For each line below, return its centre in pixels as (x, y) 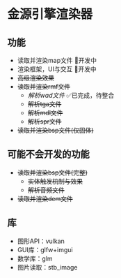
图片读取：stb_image (47, 267)
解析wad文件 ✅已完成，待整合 (71, 95)
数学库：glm (35, 258)
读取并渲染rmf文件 (44, 87)
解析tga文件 (45, 104)
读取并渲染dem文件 (45, 198)
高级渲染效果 (35, 78)
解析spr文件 (45, 122)
